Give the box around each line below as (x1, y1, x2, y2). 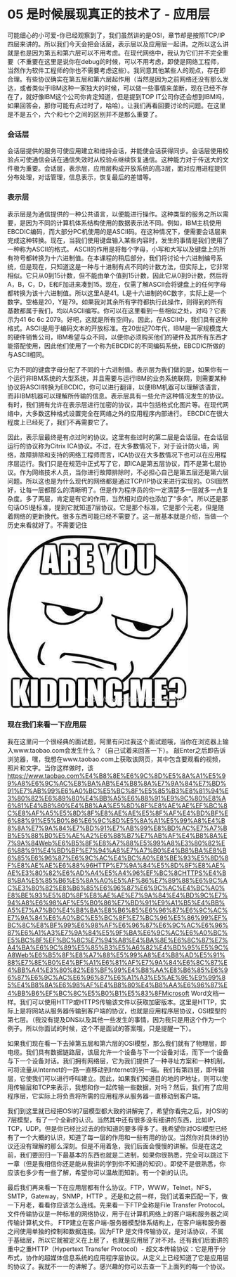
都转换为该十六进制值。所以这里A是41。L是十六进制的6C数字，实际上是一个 (7, 289, 227, 297)
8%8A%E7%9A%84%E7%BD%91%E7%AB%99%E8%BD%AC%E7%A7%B (7, 824, 228, 832)
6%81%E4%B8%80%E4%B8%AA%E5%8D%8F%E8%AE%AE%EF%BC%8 (7, 801, 228, 810)
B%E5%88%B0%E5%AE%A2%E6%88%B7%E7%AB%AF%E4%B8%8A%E (7, 831, 228, 840)
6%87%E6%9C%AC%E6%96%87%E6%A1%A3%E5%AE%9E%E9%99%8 (7, 973, 226, 981)
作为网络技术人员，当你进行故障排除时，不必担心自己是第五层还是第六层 (19, 468, 229, 477)
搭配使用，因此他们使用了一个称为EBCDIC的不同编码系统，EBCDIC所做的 (13, 342, 225, 350)
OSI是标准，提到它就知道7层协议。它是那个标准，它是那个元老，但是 (19, 503, 218, 512)
